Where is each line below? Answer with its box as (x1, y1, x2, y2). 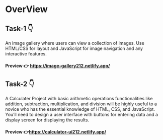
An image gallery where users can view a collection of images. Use (5, 40, 144, 46)
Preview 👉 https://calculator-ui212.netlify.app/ (5, 129, 107, 134)
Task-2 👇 (5, 80, 34, 88)
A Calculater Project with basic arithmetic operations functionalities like (5, 96, 153, 102)
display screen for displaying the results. (5, 117, 90, 123)
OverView (5, 4, 48, 15)
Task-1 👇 (5, 24, 34, 33)
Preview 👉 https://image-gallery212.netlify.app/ (5, 62, 110, 68)
